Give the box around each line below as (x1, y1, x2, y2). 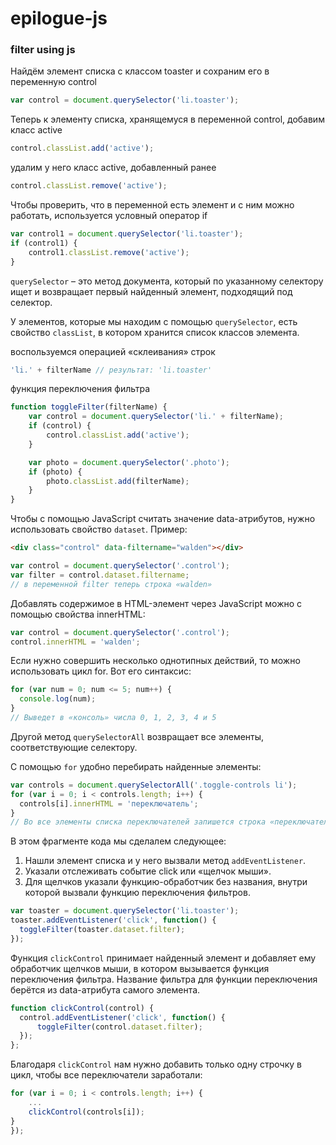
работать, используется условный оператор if (10, 210, 208, 222)
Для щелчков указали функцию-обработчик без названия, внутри (24, 876, 308, 888)
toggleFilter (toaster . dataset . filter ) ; (19, 925, 186, 935)
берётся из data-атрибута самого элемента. (10, 983, 201, 996)
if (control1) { (10, 238, 78, 248)
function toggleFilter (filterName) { (10, 402, 168, 412)
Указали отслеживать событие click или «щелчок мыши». (24, 865, 272, 877)
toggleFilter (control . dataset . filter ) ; (36, 1022, 203, 1032)
